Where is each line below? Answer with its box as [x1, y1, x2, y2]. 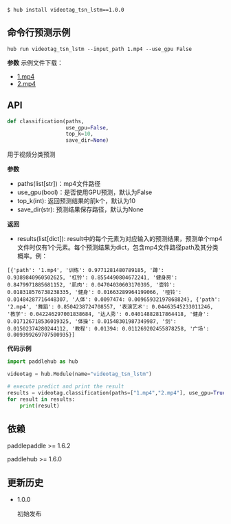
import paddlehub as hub [7, 358, 78, 365]
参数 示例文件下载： [7, 59, 63, 67]
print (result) [19, 402, 60, 409]
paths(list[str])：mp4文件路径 [16, 180, 101, 188]
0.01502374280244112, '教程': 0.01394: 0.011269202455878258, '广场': [7, 326, 210, 333]
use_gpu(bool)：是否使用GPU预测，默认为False [16, 188, 153, 196]
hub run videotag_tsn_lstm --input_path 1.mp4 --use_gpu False [7, 45, 192, 52]
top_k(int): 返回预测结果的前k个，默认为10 [16, 197, 136, 205]
